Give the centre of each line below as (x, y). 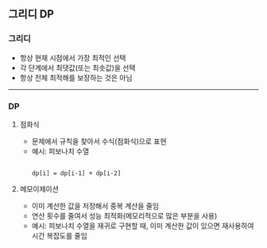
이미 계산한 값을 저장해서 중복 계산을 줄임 (95, 206)
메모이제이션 (39, 188)
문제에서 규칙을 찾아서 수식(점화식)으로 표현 (99, 141)
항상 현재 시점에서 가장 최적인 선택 (73, 57)
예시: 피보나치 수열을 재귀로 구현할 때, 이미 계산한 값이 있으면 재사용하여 (143, 226)
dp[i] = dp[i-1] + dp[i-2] (76, 173)
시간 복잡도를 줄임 (59, 235)
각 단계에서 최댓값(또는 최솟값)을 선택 (77, 68)
